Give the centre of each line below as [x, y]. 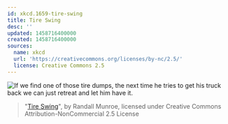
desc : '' [20, 26]
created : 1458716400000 [42, 40]
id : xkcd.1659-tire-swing [45, 14]
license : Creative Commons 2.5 [59, 65]
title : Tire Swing [34, 20]
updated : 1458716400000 [42, 33]
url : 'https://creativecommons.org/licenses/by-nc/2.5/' [98, 59]
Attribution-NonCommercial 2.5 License [82, 114]
